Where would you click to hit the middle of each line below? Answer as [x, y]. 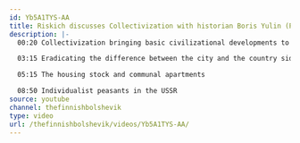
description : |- [39, 34]
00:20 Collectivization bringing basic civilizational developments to [154, 42]
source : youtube [39, 99]
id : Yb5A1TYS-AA [39, 17]
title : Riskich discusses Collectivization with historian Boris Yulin [145, 26]
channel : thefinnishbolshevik [66, 107]
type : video [31, 116]
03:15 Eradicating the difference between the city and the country [147, 59]
